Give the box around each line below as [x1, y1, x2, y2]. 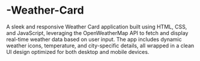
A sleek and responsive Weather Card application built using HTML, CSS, [6, 23, 187, 30]
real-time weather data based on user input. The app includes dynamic [6, 36, 182, 43]
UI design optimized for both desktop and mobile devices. [6, 48, 150, 55]
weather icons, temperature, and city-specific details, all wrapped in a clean [6, 42, 195, 49]
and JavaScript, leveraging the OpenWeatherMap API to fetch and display [6, 29, 189, 36]
